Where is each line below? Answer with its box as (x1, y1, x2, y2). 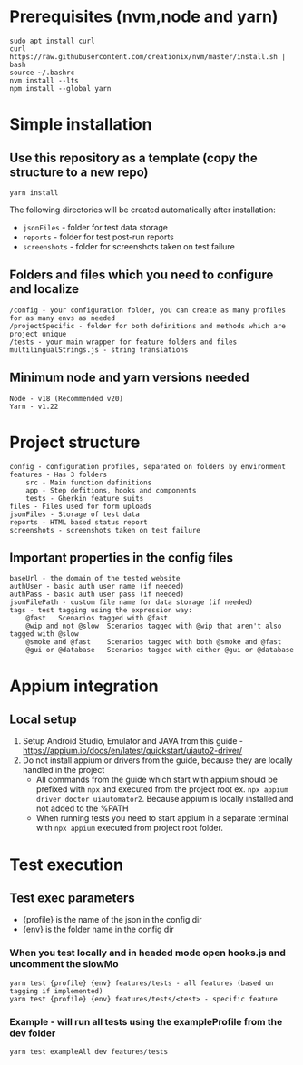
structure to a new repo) (9, 164, 149, 180)
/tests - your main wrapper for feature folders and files (9, 337, 238, 347)
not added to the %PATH (35, 803, 129, 814)
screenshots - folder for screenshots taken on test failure (22, 240, 236, 251)
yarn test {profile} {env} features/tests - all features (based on (9, 978, 274, 988)
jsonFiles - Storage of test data (9, 510, 141, 519)
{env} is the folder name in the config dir (22, 923, 174, 935)
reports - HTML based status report (9, 517, 148, 527)
